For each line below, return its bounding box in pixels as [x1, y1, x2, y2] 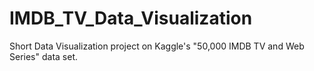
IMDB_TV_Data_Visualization [9, 7, 253, 30]
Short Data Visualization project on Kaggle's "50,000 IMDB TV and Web [9, 40, 305, 52]
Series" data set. [9, 50, 78, 62]
